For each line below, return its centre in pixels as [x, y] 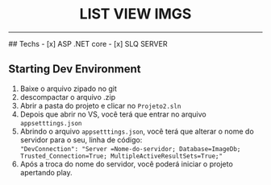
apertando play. [46, 172]
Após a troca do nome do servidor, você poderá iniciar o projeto [127, 164]
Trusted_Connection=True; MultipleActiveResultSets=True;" [121, 156]
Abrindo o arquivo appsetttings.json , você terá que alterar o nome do [137, 131]
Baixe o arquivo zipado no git [68, 88]
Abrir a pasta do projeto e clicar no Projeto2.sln [100, 105]
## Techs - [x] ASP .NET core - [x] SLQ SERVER [88, 43]
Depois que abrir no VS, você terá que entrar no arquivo [113, 114]
